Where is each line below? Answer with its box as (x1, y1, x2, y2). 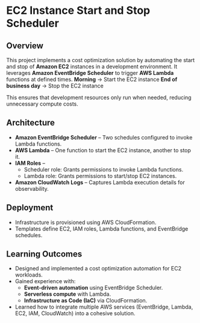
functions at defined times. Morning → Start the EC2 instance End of (6, 76, 178, 83)
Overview (6, 40, 44, 51)
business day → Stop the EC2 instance (6, 82, 104, 89)
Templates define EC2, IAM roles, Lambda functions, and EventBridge (14, 225, 189, 232)
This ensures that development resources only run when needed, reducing (6, 94, 192, 101)
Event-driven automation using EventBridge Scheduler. (23, 284, 163, 292)
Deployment (6, 203, 54, 213)
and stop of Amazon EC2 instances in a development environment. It (6, 63, 178, 70)
